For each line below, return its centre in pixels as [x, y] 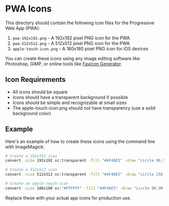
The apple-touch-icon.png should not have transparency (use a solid [84, 108]
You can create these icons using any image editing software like [72, 58]
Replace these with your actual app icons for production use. [68, 198]
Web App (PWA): [23, 28]
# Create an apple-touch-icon [37, 184]
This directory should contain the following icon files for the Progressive [80, 23]
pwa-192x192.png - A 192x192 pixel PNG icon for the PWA [71, 38]
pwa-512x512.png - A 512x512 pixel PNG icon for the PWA [71, 43]
